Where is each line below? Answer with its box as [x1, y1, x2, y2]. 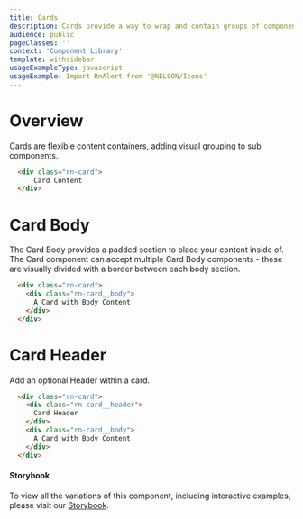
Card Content [32, 176, 83, 185]
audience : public [9, 30, 75, 39]
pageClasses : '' [9, 38, 70, 48]
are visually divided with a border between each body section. [9, 263, 241, 275]
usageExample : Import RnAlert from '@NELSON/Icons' [9, 72, 207, 81]
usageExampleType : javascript [9, 64, 124, 73]
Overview [9, 110, 84, 131]
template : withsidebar [9, 55, 95, 64]
